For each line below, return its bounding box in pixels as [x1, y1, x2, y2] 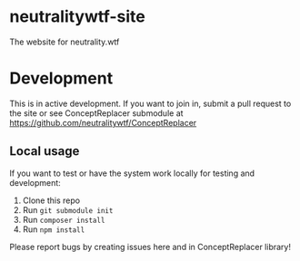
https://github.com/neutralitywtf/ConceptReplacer [9, 117, 197, 128]
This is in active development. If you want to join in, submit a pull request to [9, 98, 292, 109]
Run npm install [22, 224, 85, 235]
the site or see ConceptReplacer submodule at [9, 107, 184, 119]
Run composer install [22, 214, 105, 225]
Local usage [9, 143, 80, 159]
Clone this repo [22, 195, 80, 206]
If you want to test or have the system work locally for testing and [9, 168, 255, 179]
